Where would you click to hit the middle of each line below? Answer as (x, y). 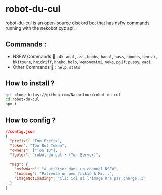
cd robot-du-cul (22, 99)
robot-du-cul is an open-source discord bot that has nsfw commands (78, 23)
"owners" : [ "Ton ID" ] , (34, 150)
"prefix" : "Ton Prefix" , (36, 141)
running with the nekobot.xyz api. (40, 28)
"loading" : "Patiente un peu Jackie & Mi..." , (64, 174)
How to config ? (30, 120)
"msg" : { (19, 164)
